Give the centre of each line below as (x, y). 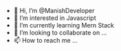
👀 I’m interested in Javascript (55, 18)
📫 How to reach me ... (45, 40)
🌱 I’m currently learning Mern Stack (64, 25)
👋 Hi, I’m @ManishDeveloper (54, 11)
